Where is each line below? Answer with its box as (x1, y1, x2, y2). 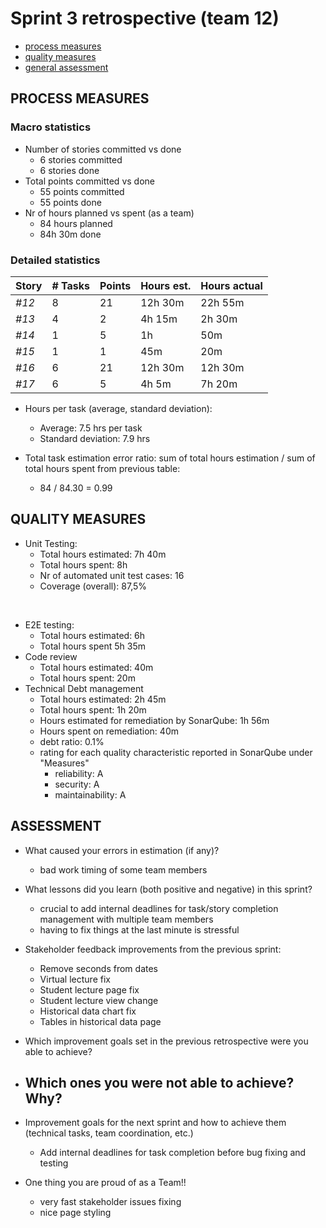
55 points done (39, 196, 102, 208)
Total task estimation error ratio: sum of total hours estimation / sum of (24, 452, 316, 464)
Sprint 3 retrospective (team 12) (10, 7, 280, 30)
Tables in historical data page (39, 1015, 162, 1027)
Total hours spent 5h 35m (39, 640, 146, 652)
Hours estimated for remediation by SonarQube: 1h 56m (39, 714, 270, 726)
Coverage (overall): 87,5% (39, 580, 148, 592)
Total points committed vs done (24, 175, 155, 187)
